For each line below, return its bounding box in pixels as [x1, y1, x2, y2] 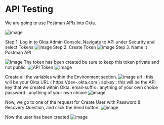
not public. [5, 64, 27, 70]
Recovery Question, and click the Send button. [5, 104, 100, 110]
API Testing [5, 3, 53, 15]
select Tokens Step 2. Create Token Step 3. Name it [5, 44, 147, 50]
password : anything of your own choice [5, 89, 87, 95]
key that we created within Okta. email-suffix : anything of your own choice [5, 84, 158, 90]
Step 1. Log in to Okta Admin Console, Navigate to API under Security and [5, 39, 155, 45]
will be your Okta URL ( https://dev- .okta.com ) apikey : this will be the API [5, 79, 156, 85]
